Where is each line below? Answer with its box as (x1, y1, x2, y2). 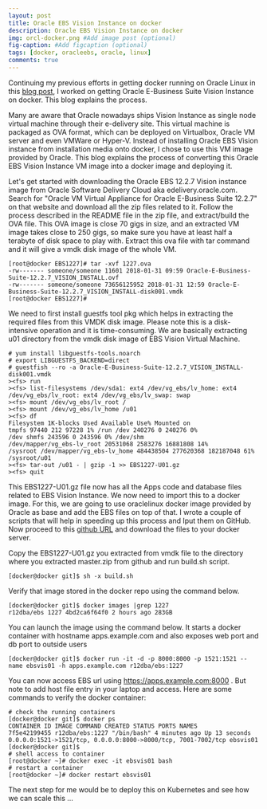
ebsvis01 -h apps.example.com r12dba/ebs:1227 (26, 662, 183, 670)
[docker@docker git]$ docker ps (8, 715, 116, 723)
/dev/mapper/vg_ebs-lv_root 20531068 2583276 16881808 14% (8, 440, 209, 448)
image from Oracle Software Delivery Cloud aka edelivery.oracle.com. (8, 185, 238, 194)
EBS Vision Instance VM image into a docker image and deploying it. (8, 161, 233, 171)
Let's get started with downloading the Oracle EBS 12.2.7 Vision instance (8, 176, 247, 186)
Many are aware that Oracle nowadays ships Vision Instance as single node (8, 110, 257, 120)
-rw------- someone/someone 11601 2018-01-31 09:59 (8, 266, 183, 275)
